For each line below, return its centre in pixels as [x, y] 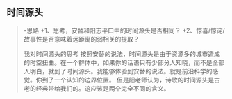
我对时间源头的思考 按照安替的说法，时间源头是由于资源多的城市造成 [122, 53]
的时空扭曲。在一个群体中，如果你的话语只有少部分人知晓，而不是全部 [124, 62]
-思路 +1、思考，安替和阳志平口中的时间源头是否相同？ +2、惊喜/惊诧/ [124, 30]
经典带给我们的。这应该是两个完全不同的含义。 [103, 88]
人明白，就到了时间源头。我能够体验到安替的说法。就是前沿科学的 [118, 71]
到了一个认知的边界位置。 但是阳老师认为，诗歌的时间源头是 [128, 80]
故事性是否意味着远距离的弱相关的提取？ [81, 39]
